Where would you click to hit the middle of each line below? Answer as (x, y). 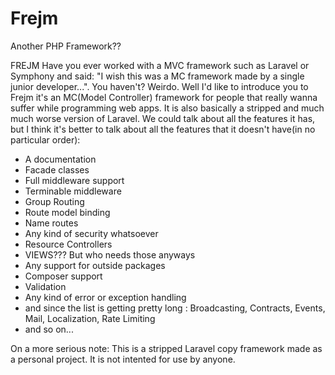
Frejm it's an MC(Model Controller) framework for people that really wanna (164, 97)
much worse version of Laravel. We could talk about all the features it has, (163, 118)
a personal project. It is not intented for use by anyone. (123, 359)
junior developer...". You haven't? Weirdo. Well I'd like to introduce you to (159, 86)
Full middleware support (74, 180)
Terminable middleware (73, 191)
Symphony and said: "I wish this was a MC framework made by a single (157, 76)
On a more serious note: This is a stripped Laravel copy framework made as (166, 348)
